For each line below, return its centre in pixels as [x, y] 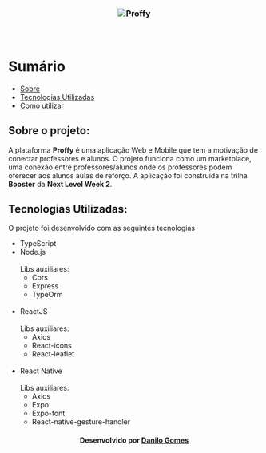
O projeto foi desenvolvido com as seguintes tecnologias [102, 228]
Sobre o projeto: [49, 131]
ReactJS [34, 312]
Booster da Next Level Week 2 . [60, 184]
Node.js [33, 252]
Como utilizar [42, 105]
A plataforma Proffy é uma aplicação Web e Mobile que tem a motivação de [133, 150]
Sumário [37, 67]
